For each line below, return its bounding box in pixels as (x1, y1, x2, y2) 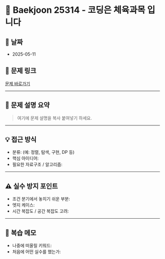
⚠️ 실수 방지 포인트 (5, 182, 58, 190)
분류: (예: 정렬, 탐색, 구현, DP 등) (12, 149, 75, 155)
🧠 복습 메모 (5, 229, 37, 237)
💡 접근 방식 (5, 136, 37, 144)
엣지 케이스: (12, 202, 35, 208)
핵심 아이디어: (12, 155, 39, 161)
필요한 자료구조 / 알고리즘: (12, 162, 63, 168)
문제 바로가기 (5, 81, 30, 86)
